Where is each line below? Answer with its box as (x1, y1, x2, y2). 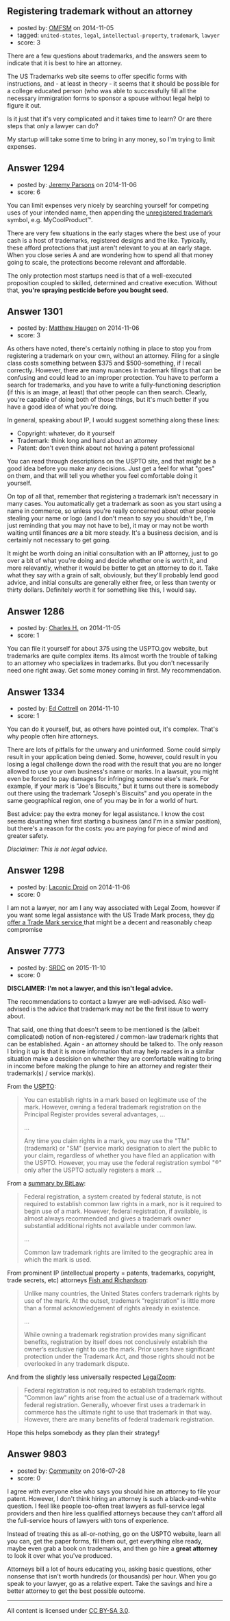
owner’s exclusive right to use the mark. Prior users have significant (23, 1345, 216, 1353)
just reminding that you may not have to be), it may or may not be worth (7, 521, 209, 530)
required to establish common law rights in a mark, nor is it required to (23, 1199, 222, 1208)
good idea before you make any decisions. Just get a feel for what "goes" (7, 464, 215, 472)
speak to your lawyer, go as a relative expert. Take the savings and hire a (7, 1579, 213, 1587)
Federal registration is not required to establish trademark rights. (23, 1386, 206, 1394)
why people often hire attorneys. (7, 732, 99, 741)
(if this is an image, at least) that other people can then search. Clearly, (7, 388, 207, 396)
